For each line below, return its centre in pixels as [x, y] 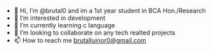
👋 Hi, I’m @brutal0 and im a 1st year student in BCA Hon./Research [110, 11]
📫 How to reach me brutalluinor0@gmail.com [80, 40]
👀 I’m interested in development [60, 18]
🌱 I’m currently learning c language [64, 25]
